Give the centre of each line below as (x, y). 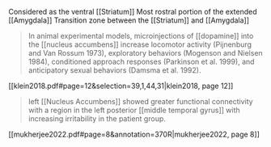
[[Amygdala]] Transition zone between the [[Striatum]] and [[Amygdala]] (129, 20)
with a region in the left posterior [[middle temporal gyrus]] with (134, 110)
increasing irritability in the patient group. (97, 119)
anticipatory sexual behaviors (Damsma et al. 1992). (114, 70)
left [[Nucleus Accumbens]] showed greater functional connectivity (140, 101)
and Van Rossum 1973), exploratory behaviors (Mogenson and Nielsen (145, 53)
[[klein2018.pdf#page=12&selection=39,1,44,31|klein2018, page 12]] (121, 86)
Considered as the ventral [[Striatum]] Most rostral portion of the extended (133, 12)
